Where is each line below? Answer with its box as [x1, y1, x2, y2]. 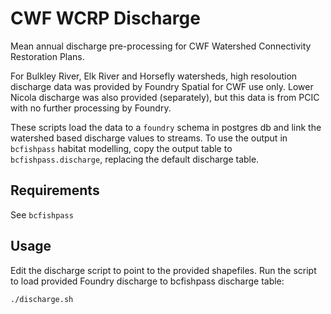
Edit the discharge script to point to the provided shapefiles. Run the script [10, 264, 317, 276]
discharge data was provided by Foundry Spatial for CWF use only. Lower [10, 80, 314, 92]
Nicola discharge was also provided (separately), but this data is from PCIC [10, 91, 320, 103]
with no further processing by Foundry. [10, 102, 172, 114]
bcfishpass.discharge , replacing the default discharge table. [10, 153, 260, 165]
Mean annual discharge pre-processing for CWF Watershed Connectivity [10, 40, 312, 52]
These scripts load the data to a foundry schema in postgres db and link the [10, 121, 322, 133]
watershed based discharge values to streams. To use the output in [10, 132, 288, 144]
